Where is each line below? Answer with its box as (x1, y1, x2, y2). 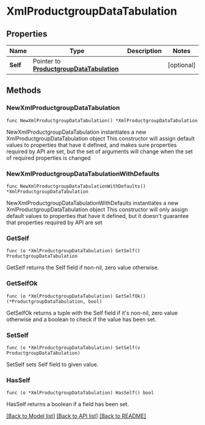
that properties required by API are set (6, 219, 103, 226)
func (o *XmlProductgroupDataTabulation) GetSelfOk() (6, 293, 146, 299)
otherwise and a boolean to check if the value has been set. (6, 316, 157, 323)
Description (127, 47, 162, 55)
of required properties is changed (6, 154, 91, 161)
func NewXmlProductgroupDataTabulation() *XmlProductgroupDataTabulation (6, 117, 198, 123)
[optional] (167, 61, 196, 69)
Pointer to (32, 57, 61, 65)
